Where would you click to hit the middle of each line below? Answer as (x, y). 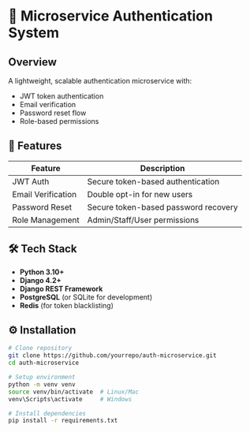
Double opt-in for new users (140, 194)
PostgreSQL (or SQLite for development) (86, 297)
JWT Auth (31, 181)
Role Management (46, 220)
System (34, 33)
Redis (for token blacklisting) (67, 305)
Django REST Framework (61, 289)
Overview (33, 62)
